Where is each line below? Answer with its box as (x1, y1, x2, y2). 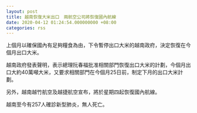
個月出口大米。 (6, 49, 42, 56)
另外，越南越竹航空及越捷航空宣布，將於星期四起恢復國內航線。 (6, 88, 160, 95)
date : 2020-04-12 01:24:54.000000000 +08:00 (6, 19, 117, 25)
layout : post (6, 8, 38, 15)
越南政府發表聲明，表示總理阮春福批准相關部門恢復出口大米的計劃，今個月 (6, 61, 186, 69)
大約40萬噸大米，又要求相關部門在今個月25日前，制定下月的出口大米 (11, 69, 178, 76)
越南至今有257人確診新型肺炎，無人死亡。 (6, 101, 108, 108)
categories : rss (6, 25, 46, 31)
